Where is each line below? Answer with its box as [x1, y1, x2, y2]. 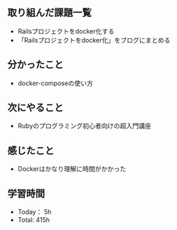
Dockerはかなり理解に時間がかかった [17, 165, 127, 173]
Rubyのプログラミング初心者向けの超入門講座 [17, 121, 151, 130]
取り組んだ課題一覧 [7, 6, 92, 19]
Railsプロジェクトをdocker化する [17, 27, 115, 35]
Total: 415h [17, 216, 50, 224]
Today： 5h [17, 208, 52, 217]
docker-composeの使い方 [17, 79, 94, 87]
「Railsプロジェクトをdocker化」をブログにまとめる [17, 35, 171, 44]
